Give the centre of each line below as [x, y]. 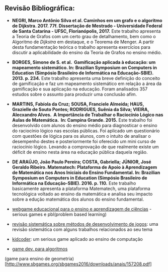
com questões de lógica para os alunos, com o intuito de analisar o [81, 136]
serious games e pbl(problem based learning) [59, 214]
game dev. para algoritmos [40, 249]
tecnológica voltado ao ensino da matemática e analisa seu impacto [82, 194]
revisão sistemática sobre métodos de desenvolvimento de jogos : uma [85, 224]
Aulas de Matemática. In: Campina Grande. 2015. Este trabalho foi [82, 120]
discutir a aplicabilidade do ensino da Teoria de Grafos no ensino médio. [87, 52]
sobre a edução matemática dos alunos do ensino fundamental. [78, 199]
